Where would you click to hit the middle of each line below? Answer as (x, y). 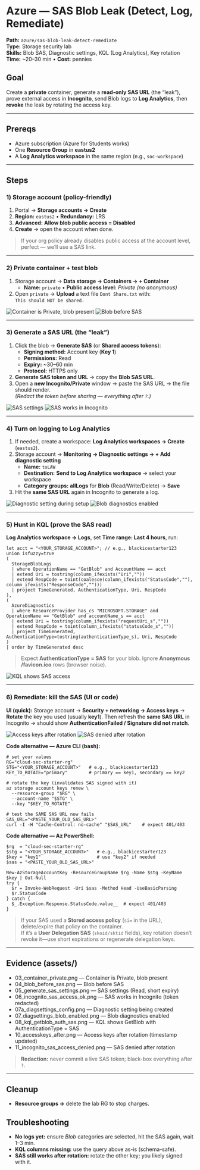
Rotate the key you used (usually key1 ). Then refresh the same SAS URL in (98, 717)
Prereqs (21, 129)
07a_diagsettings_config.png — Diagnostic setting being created (94, 1009)
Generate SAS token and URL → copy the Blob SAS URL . (85, 377)
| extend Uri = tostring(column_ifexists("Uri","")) (78, 575)
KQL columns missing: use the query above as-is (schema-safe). (95, 1149)
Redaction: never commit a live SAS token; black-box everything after (107, 1059)
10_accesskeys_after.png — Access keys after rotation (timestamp (96, 1034)
